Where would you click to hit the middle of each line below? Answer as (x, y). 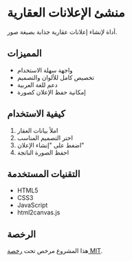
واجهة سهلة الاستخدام (45, 70)
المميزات (25, 53)
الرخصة (22, 234)
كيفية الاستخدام (36, 114)
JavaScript (32, 205)
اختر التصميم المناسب (45, 138)
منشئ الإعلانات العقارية (66, 13)
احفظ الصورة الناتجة (43, 152)
